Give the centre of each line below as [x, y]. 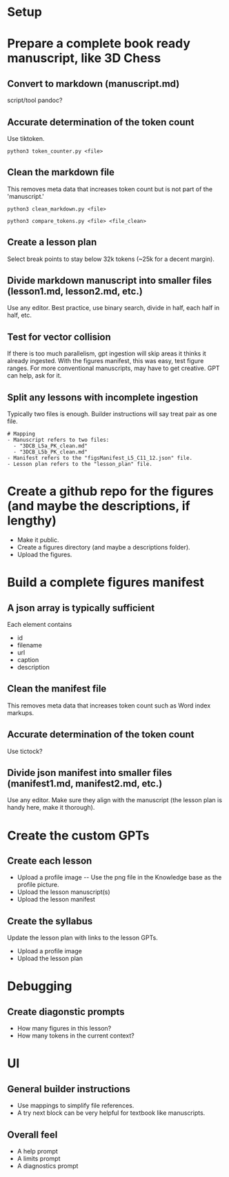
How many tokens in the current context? [76, 1035]
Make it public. [38, 540]
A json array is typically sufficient [81, 608]
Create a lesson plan [52, 242]
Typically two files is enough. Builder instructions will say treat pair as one [112, 414]
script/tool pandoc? [35, 100]
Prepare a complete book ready [99, 44]
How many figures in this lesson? [64, 1029]
